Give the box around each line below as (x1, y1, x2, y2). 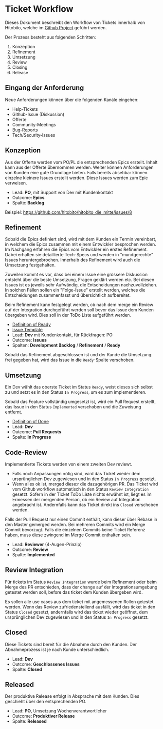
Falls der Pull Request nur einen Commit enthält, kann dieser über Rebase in (5, 516, 157, 522)
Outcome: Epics (12, 194, 45, 201)
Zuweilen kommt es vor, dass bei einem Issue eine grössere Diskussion (5, 272, 148, 278)
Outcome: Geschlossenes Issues (12, 661, 80, 667)
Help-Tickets (12, 106, 38, 112)
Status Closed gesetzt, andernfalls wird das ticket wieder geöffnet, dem (5, 609, 148, 615)
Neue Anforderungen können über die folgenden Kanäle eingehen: (5, 97, 139, 102)
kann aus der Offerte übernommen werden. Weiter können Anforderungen (5, 164, 154, 170)
